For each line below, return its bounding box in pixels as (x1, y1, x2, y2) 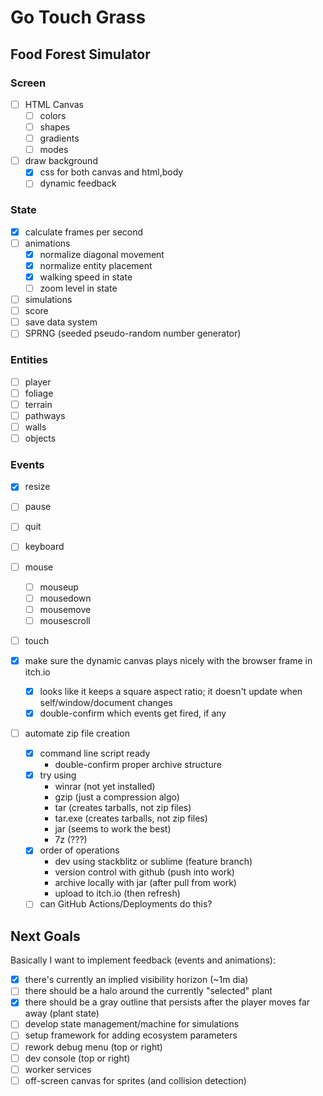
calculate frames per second (24, 226, 144, 238)
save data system (24, 316, 98, 328)
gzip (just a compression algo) (54, 791, 180, 803)
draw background (24, 155, 98, 167)
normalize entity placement (39, 259, 153, 271)
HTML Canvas (24, 98, 84, 110)
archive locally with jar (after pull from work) (54, 877, 237, 889)
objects (24, 432, 57, 444)
